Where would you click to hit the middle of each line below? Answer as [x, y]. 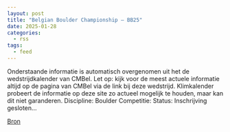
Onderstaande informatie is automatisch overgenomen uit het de [99, 71]
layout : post [26, 13]
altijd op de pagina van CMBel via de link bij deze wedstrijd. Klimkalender [111, 86]
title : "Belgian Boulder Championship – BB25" [75, 20]
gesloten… [22, 108]
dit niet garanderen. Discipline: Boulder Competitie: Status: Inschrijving [107, 100]
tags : [15, 45]
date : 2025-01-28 [32, 26]
